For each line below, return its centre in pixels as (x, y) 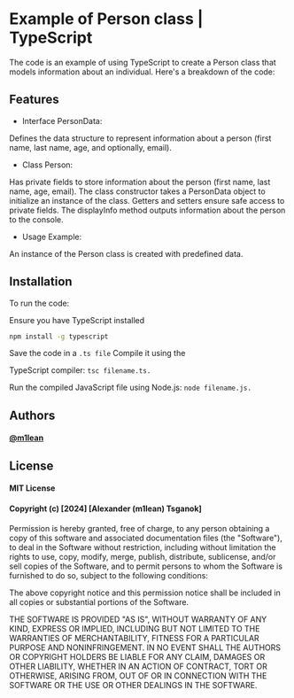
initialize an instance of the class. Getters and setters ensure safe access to (147, 200)
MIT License (32, 488)
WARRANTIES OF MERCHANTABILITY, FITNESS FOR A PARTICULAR (134, 638)
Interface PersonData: (62, 120)
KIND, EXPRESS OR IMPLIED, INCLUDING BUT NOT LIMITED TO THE (135, 628)
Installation (41, 282)
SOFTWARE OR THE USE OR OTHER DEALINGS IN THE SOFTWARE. (133, 685)
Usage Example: (52, 237)
